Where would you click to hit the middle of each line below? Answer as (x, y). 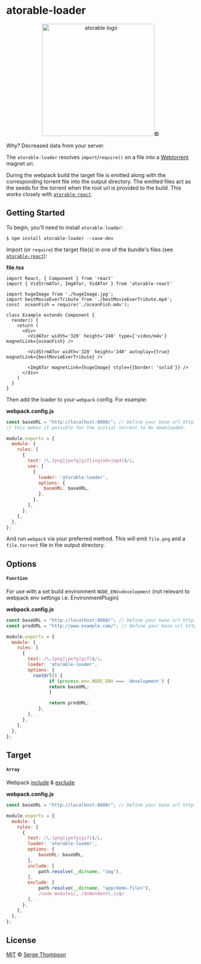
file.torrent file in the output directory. (56, 545)
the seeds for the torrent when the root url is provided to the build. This (94, 188)
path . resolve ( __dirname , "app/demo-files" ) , (95, 888)
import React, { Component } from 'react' (60, 278)
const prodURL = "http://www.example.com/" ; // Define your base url (95, 626)
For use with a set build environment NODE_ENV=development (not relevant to (98, 591)
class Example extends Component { (51, 315)
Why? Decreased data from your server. (55, 145)
